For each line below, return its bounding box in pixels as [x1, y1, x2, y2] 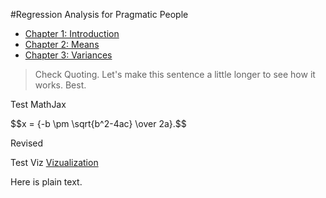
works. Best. [34, 79, 87, 91]
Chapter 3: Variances [24, 49, 113, 61]
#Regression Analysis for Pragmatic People [10, 9, 189, 20]
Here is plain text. [10, 176, 83, 188]
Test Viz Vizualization [10, 157, 99, 168]
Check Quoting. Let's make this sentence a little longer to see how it [34, 69, 316, 80]
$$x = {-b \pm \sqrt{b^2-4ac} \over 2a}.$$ [10, 118, 187, 129]
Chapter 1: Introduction [24, 28, 120, 39]
